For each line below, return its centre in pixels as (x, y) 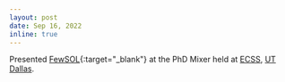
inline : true (34, 34)
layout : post (34, 17)
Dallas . (22, 69)
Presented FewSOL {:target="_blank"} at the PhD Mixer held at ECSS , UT (142, 60)
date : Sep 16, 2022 (46, 26)
